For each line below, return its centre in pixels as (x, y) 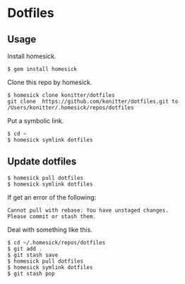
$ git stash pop (31, 273)
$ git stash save (33, 255)
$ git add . (25, 249)
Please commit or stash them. (52, 216)
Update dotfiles (42, 162)
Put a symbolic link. (36, 121)
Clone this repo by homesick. (50, 82)
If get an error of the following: (52, 197)
